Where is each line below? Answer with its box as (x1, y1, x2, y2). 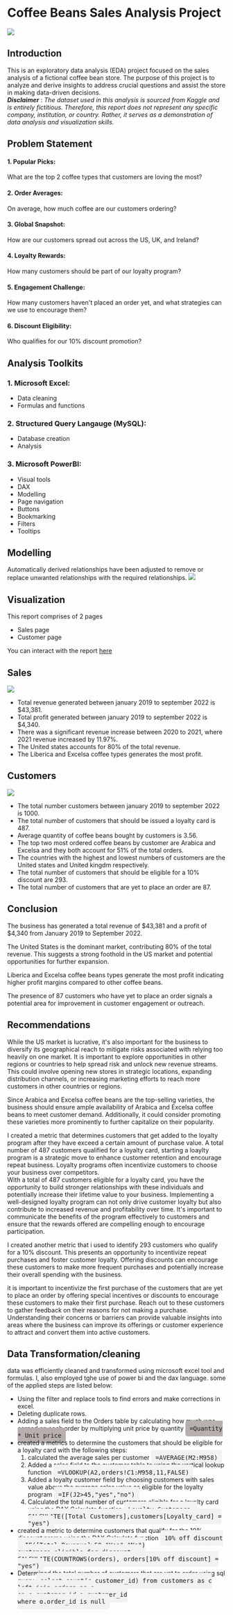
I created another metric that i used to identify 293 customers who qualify (7, 1240, 218, 1249)
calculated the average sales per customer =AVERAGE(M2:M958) (27, 1454, 218, 1462)
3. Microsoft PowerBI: (7, 459, 82, 469)
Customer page (17, 633, 62, 641)
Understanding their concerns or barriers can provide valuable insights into (7, 1313, 223, 1321)
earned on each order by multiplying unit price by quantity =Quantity (17, 1424, 223, 1433)
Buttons (17, 504, 40, 513)
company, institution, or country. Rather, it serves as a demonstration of (7, 110, 213, 119)
